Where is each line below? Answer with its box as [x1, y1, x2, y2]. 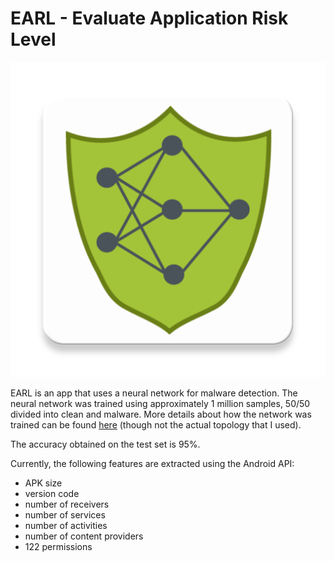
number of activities [24, 519, 108, 531]
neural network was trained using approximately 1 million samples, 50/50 [10, 397, 311, 409]
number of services [24, 508, 106, 521]
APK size [24, 477, 63, 489]
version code [24, 487, 80, 499]
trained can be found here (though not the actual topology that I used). [10, 418, 302, 431]
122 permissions [24, 540, 93, 552]
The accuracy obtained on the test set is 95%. [10, 438, 201, 450]
